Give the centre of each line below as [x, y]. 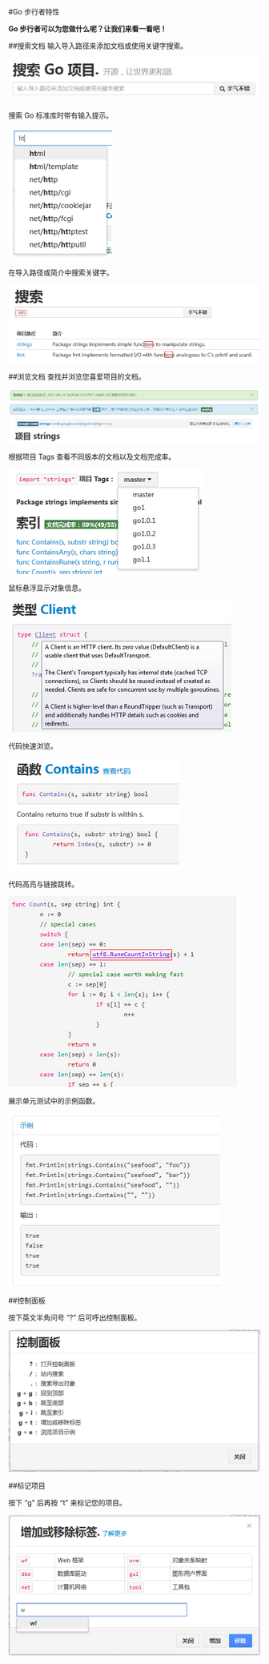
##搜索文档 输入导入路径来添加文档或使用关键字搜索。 [98, 46]
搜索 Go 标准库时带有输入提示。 [61, 115]
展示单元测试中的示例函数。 [54, 1100]
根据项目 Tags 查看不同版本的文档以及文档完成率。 [92, 456]
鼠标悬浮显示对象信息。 [47, 588]
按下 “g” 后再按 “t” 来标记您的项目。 [67, 1503]
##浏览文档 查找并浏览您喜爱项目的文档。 [77, 376]
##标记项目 [27, 1486]
